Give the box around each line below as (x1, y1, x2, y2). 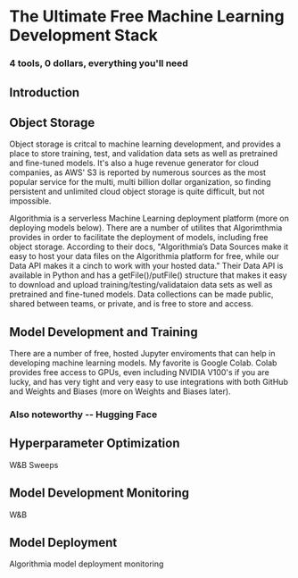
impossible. (9, 196, 52, 206)
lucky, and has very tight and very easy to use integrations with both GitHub (9, 377, 288, 388)
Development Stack (9, 25, 159, 46)
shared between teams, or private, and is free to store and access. (9, 298, 254, 309)
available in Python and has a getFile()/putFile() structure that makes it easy (9, 270, 287, 281)
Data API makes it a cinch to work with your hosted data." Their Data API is (9, 261, 284, 272)
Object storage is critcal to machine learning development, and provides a (9, 138, 281, 149)
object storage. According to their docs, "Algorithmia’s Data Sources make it (9, 241, 289, 252)
